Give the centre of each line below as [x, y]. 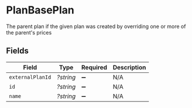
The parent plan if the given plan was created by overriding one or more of [96, 26]
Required [94, 67]
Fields [18, 51]
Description [129, 67]
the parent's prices [29, 32]
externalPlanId [30, 77]
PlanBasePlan [40, 10]
